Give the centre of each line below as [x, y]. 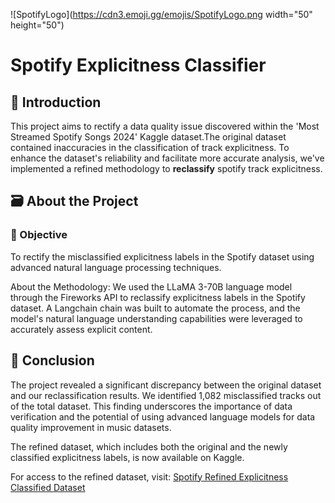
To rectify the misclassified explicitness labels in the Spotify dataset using [162, 256]
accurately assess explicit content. [81, 329]
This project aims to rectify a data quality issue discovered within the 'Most [165, 126]
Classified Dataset [48, 487]
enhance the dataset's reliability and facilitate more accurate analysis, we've [167, 158]
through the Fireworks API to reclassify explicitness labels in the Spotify [158, 297]
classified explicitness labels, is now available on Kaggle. [127, 457]
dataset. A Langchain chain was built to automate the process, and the [155, 308]
